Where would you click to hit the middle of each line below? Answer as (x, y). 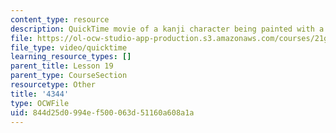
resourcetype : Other (53, 85)
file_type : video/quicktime (69, 47)
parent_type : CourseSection (69, 76)
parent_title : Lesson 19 (62, 66)
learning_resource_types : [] (71, 57)
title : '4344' (40, 94)
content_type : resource (60, 19)
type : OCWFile (40, 103)
